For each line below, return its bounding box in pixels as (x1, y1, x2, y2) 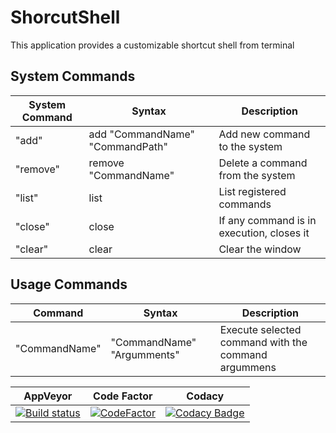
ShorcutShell (10, 6, 121, 29)
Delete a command (218, 156, 308, 170)
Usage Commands (10, 276, 128, 293)
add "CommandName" (88, 127, 196, 141)
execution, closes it (218, 226, 310, 240)
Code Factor (93, 389, 153, 403)
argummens (219, 360, 277, 374)
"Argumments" (110, 347, 180, 361)
